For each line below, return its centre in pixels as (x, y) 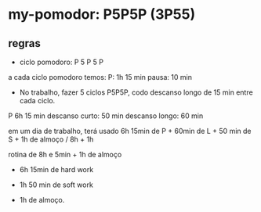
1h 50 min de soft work (56, 185)
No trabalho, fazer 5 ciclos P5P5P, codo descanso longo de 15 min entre (136, 92)
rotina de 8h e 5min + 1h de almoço (65, 155)
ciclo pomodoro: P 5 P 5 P (62, 62)
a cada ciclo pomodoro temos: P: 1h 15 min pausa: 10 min (100, 77)
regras (25, 43)
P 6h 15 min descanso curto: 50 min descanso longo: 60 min (106, 116)
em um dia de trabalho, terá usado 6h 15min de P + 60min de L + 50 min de (130, 131)
